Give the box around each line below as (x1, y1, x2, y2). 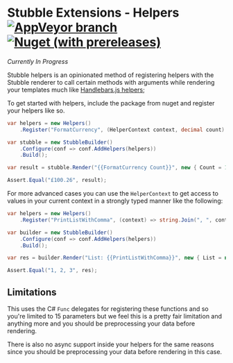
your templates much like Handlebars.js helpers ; (7, 85, 146, 94)
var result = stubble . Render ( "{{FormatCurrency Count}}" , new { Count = (7, 164, 222, 171)
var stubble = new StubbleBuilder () (7, 139, 113, 146)
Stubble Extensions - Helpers (7, 5, 180, 21)
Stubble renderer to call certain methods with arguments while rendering (7, 78, 215, 86)
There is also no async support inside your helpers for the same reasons (7, 340, 214, 348)
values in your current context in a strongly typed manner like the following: (7, 196, 223, 205)
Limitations (7, 286, 57, 298)
